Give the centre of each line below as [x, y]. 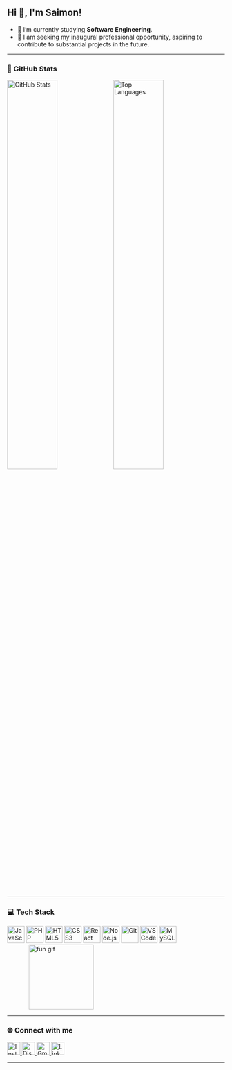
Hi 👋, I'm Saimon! [45, 13]
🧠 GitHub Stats [32, 69]
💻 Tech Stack [31, 912]
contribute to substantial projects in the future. [83, 44]
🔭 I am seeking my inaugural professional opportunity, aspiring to [109, 37]
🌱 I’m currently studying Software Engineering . [85, 29]
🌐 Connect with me [40, 1030]
